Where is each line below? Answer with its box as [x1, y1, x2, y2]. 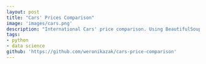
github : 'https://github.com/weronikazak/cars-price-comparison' [6, 49, 177, 55]
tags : [6, 32, 20, 38]
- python [6, 37, 29, 43]
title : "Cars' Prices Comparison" [6, 15, 95, 21]
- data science [6, 43, 45, 49]
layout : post [6, 9, 40, 15]
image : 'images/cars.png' [6, 20, 72, 26]
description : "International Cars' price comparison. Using [6, 26, 164, 32]
